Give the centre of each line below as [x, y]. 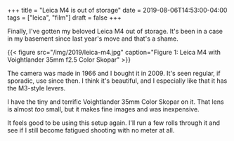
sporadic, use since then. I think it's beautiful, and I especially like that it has [117, 81]
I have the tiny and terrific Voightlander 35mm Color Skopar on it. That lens [116, 102]
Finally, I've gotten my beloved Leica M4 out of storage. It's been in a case [115, 31]
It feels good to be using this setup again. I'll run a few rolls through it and [113, 123]
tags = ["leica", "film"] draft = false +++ [64, 18]
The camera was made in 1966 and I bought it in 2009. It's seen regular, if [114, 73]
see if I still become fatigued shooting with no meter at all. [91, 130]
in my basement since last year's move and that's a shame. [93, 39]
